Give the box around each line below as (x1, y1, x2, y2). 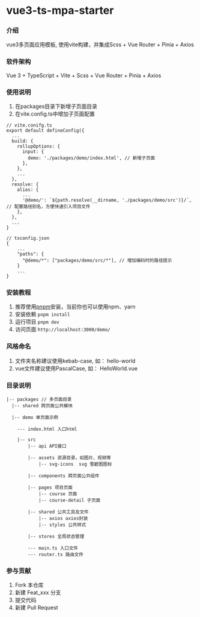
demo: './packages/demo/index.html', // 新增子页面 (28, 155, 155, 161)
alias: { (17, 187, 39, 193)
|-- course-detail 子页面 (38, 497, 101, 503)
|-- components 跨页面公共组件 (28, 472, 100, 479)
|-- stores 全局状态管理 (28, 533, 85, 539)
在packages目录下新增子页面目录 (14, 103, 98, 110)
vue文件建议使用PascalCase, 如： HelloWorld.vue (14, 365, 138, 372)
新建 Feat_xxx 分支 (14, 589, 61, 597)
